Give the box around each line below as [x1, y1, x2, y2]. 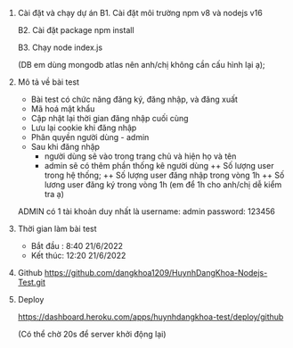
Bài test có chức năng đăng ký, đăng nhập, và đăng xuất [30, 94, 239, 104]
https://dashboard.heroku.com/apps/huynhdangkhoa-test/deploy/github [17, 311, 284, 322]
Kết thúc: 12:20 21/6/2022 [30, 250, 126, 261]
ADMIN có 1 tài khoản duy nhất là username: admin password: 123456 [17, 206, 276, 217]
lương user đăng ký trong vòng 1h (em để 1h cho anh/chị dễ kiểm [44, 179, 282, 190]
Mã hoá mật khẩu [30, 104, 95, 114]
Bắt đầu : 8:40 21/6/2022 [30, 241, 123, 251]
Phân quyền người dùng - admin [30, 132, 150, 142]
